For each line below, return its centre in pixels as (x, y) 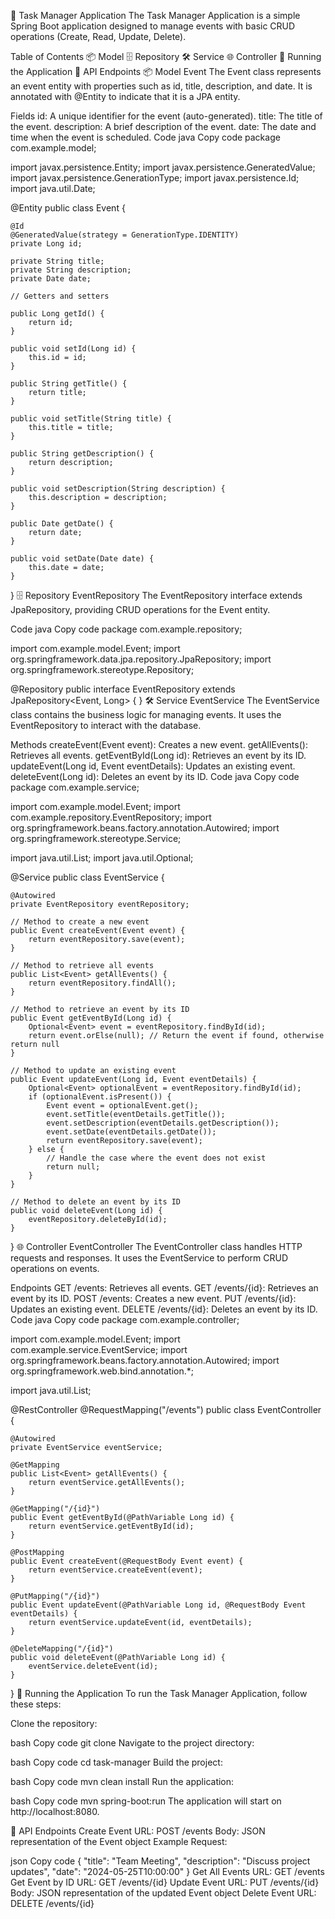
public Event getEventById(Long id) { (91, 1018)
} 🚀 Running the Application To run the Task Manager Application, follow (159, 1693)
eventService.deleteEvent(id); (93, 1666)
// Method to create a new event (80, 922)
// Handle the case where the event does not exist (156, 1158)
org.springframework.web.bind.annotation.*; (102, 1371)
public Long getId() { (57, 314)
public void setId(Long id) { (73, 349)
